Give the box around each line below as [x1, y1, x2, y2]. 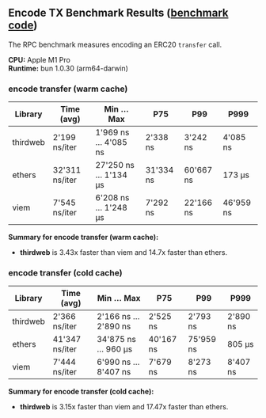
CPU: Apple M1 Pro [8, 55, 71, 64]
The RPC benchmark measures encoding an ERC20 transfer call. [8, 40, 222, 49]
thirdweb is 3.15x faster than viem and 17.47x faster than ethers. [19, 402, 229, 412]
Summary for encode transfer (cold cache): [8, 387, 154, 397]
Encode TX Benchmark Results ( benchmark [8, 6, 229, 20]
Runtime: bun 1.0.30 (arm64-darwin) [8, 63, 129, 73]
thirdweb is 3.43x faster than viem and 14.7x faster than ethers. [19, 248, 228, 257]
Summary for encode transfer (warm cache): [8, 233, 159, 242]
